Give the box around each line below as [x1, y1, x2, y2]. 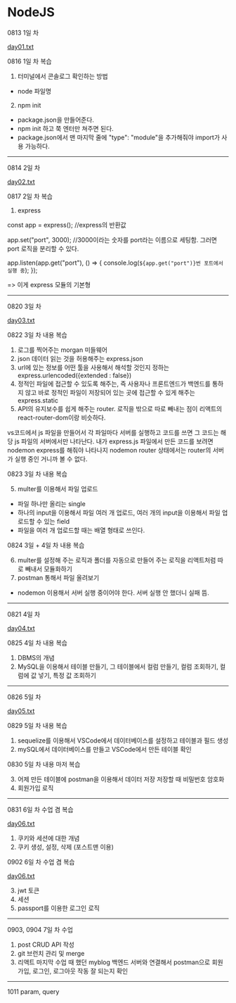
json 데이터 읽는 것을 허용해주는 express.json [17, 354, 144, 362]
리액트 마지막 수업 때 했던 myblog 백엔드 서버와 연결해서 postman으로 [17, 958, 211, 966]
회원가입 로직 [17, 783, 54, 792]
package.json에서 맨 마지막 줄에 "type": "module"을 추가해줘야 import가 [17, 133, 220, 141]
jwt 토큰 [17, 886, 40, 895]
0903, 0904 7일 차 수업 [7, 925, 74, 933]
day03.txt [7, 316, 35, 324]
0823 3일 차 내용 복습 [7, 469, 68, 478]
